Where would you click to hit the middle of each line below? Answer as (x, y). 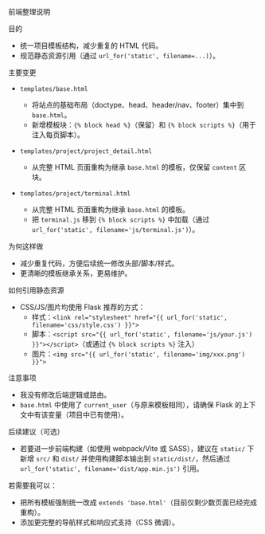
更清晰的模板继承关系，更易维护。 (76, 273)
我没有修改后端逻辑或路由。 (65, 395)
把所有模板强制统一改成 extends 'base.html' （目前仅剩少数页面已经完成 (138, 502)
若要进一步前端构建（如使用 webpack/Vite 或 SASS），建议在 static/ (132, 448)
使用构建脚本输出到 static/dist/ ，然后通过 (159, 458)
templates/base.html (54, 89)
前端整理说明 (29, 12)
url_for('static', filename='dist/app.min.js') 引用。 (111, 468)
